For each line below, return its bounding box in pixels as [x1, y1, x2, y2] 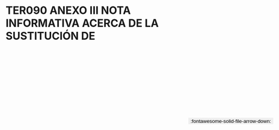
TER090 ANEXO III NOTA [5, 4, 131, 17]
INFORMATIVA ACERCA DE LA [5, 16, 159, 30]
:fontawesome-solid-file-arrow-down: [190, 118, 271, 124]
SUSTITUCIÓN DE [5, 29, 96, 43]
